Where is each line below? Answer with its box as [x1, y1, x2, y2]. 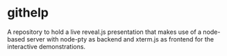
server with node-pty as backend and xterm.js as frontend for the [26, 35, 214, 43]
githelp [7, 5, 49, 21]
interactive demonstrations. [7, 42, 85, 50]
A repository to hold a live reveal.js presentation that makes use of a [7, 28, 202, 36]
